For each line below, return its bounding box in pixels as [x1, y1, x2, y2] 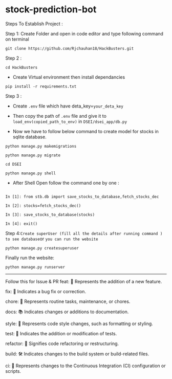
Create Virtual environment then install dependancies [12, 74, 125, 80]
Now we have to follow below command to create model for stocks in [12, 128, 159, 134]
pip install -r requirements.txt [5, 84, 77, 89]
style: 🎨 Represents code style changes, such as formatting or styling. [5, 320, 154, 327]
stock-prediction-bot [5, 4, 97, 15]
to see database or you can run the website [5, 236, 98, 242]
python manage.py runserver [5, 264, 66, 269]
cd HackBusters [5, 65, 38, 70]
